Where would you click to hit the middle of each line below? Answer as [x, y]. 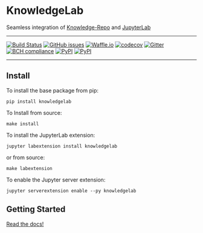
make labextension [29, 168]
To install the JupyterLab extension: [51, 135]
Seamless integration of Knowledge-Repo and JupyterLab [79, 27]
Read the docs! [25, 224]
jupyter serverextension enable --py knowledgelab [71, 191]
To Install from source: [34, 113]
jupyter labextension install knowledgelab [62, 146]
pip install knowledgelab [39, 101]
